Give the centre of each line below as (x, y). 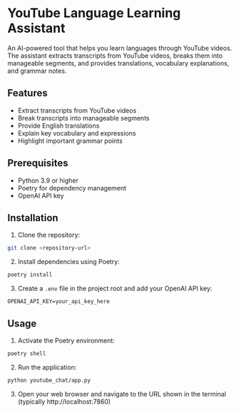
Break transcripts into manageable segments (83, 118)
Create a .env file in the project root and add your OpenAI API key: (115, 289)
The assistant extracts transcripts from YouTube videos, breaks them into (115, 56)
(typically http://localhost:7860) (64, 402)
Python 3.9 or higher (48, 180)
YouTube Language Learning (94, 13)
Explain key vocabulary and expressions (77, 133)
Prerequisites (38, 163)
